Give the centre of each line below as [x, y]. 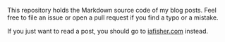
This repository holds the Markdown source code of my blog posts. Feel [112, 10]
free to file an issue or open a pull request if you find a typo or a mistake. [113, 17]
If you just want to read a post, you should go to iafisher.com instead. [108, 31]
